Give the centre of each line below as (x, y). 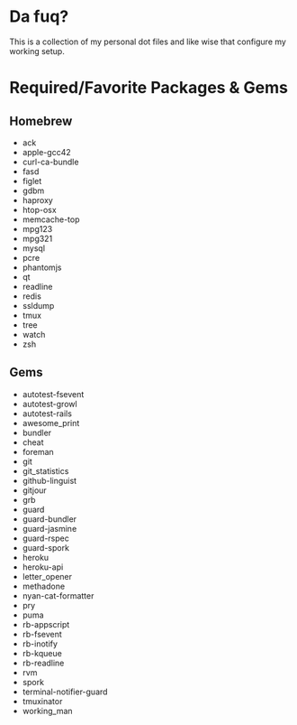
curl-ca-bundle (50, 162)
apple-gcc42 (46, 152)
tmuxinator (42, 701)
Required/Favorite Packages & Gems (148, 88)
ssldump (38, 305)
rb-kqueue (42, 653)
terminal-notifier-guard (65, 692)
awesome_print (51, 423)
